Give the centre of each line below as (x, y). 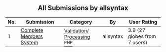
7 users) (138, 42)
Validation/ (76, 30)
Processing (77, 37)
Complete (32, 30)
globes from (142, 36)
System (29, 42)
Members (32, 36)
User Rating (143, 22)
